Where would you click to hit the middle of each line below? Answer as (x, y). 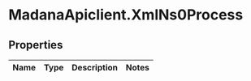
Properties (36, 45)
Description (95, 68)
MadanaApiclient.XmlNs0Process (126, 15)
